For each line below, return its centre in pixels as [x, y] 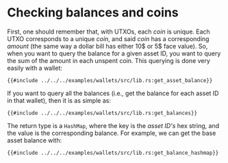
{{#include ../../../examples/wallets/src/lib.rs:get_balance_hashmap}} [113, 153]
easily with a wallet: [35, 68]
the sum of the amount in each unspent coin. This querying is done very [109, 60]
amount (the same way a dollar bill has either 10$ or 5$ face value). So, [107, 46]
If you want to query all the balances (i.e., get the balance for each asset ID [113, 93]
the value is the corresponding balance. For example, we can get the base [112, 133]
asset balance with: [35, 140]
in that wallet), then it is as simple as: [59, 100]
